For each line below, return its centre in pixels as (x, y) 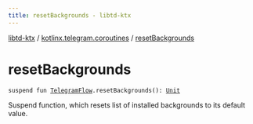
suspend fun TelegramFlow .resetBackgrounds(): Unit (94, 90)
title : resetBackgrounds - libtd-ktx (70, 15)
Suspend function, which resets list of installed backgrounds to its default (127, 105)
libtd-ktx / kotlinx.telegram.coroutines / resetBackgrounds (101, 38)
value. (18, 113)
